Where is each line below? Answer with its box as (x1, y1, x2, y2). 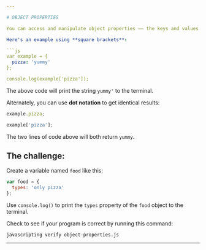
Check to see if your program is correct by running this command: (6, 220, 174, 227)
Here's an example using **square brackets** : (6, 36, 128, 43)
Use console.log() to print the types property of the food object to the (6, 201, 184, 209)
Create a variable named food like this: (6, 167, 103, 174)
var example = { (6, 53, 48, 60)
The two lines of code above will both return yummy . (6, 133, 135, 140)
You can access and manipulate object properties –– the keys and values (6, 25, 199, 31)
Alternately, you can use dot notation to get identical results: (6, 99, 160, 106)
